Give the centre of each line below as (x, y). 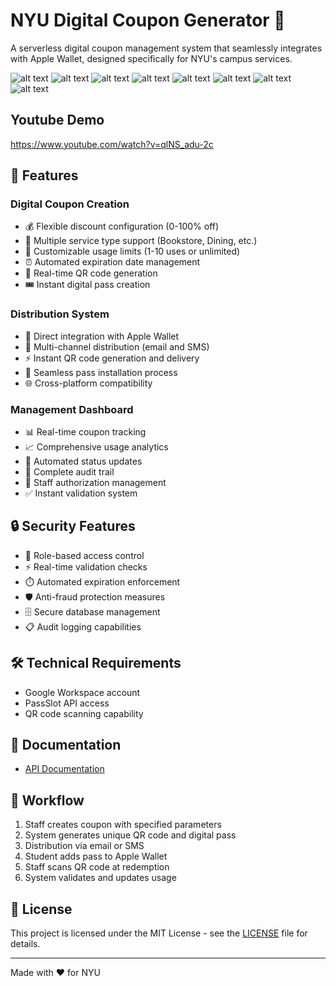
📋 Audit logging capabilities (83, 626)
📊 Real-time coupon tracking (85, 432)
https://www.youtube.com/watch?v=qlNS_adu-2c (112, 144)
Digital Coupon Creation (70, 204)
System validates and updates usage (100, 878)
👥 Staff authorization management (95, 483)
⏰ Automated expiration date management (112, 262)
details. (25, 944)
